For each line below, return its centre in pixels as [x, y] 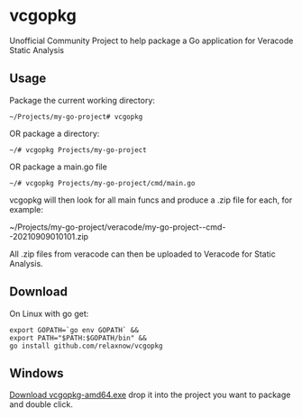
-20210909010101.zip [49, 236]
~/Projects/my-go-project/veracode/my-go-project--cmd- [118, 227]
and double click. [41, 404]
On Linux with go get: [49, 313]
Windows [37, 373]
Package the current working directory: [82, 100]
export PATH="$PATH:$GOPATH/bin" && [78, 338]
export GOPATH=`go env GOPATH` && [74, 330]
